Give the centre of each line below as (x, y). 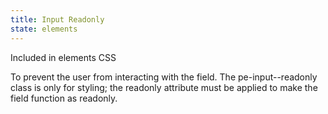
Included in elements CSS (63, 57)
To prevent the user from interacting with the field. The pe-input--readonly (164, 77)
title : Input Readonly (57, 19)
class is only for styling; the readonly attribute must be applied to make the (164, 87)
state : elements (44, 29)
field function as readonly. (64, 98)
